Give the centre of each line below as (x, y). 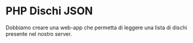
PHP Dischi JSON (49, 11)
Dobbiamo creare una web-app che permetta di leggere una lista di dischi (96, 27)
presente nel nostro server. (39, 33)
